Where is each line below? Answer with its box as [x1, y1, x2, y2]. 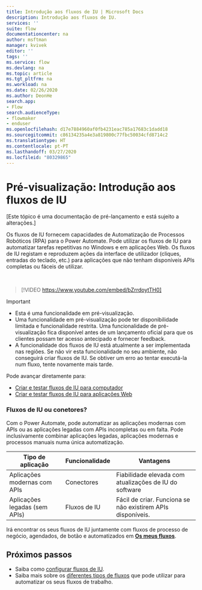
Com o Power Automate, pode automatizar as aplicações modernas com [6, 419, 186, 426]
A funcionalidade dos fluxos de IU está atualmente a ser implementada [14, 341, 191, 349]
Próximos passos [6, 550, 72, 560]
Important [6, 298, 31, 305]
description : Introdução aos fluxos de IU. [6, 14, 117, 20]
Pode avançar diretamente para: [6, 373, 86, 380]
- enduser [6, 121, 31, 127]
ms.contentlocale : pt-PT [6, 143, 69, 149]
